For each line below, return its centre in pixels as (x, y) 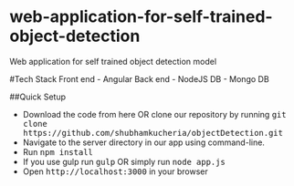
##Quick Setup (38, 97)
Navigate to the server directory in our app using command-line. (143, 142)
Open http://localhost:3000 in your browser (115, 171)
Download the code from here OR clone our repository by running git (154, 114)
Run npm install (58, 151)
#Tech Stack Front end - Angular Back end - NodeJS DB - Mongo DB (139, 78)
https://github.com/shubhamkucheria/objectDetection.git (152, 133)
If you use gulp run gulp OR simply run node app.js (124, 161)
